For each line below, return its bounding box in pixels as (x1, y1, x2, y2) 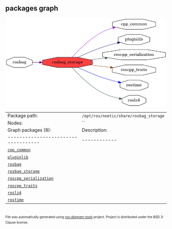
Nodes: (7, 120, 23, 126)
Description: (81, 127, 107, 133)
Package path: (7, 113, 38, 119)
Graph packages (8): (7, 127, 51, 133)
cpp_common (7, 148, 31, 153)
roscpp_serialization (7, 176, 54, 181)
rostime (7, 197, 24, 203)
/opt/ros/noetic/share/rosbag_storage (81, 114, 165, 119)
